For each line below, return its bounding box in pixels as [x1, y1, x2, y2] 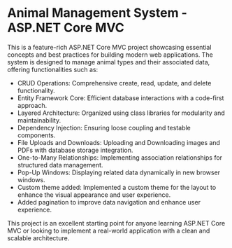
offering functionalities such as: [7, 65, 99, 74]
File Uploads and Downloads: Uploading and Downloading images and [17, 138, 220, 146]
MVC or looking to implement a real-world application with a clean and [7, 226, 210, 235]
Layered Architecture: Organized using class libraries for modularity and [17, 109, 225, 117]
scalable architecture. [7, 233, 70, 242]
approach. [17, 101, 48, 109]
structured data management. [17, 160, 103, 169]
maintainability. [17, 116, 61, 124]
